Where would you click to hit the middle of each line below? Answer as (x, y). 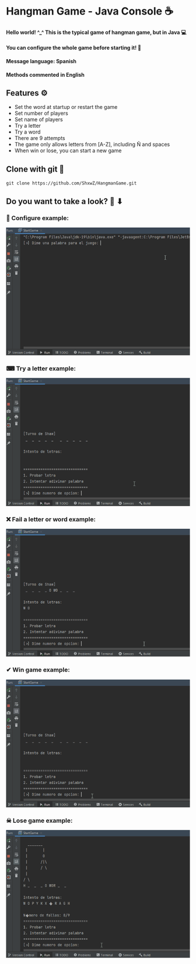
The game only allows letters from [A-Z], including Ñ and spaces (92, 145)
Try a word (27, 132)
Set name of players (38, 119)
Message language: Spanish (41, 61)
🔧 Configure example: (37, 218)
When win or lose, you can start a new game (68, 151)
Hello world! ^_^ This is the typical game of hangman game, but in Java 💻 (96, 32)
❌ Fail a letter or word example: (51, 519)
